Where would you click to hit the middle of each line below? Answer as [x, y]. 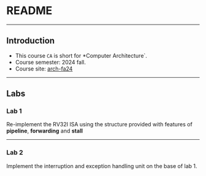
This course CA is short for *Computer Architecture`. [81, 55]
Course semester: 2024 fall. [50, 62]
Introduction [31, 41]
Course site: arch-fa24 [44, 69]
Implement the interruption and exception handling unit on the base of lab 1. [102, 166]
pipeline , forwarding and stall [44, 131]
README [29, 11]
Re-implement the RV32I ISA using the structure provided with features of [100, 124]
